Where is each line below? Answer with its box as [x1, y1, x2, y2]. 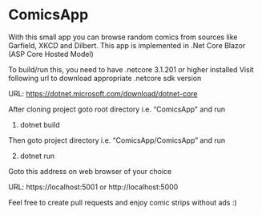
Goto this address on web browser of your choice [8, 166, 172, 176]
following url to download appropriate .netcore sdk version [8, 73, 202, 83]
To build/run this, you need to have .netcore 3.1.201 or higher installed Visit [8, 64, 254, 74]
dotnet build [19, 120, 60, 129]
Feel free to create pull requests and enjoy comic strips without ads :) [8, 197, 238, 207]
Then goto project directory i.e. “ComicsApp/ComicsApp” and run [8, 135, 226, 145]
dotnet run [19, 151, 55, 160]
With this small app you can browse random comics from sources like [8, 32, 238, 42]
